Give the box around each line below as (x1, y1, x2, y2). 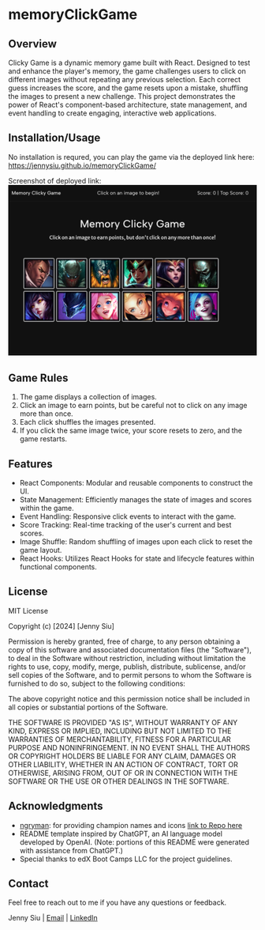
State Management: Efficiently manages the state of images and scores (19, 494, 252, 504)
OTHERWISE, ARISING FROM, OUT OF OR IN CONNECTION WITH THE (8, 768, 238, 777)
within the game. (19, 503, 74, 512)
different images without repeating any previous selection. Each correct (8, 75, 241, 84)
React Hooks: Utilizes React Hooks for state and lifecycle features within (19, 554, 255, 563)
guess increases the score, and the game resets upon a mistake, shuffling (8, 83, 248, 93)
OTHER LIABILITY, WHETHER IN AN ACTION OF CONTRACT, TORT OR (8, 759, 238, 769)
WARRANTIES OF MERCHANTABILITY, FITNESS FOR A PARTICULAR (8, 734, 231, 744)
